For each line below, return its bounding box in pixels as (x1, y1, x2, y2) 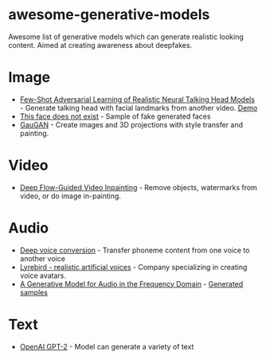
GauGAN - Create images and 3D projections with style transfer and (19, 119, 243, 129)
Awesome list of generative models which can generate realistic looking (8, 32, 244, 41)
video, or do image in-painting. (19, 191, 122, 201)
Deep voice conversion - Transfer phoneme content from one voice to (19, 245, 250, 255)
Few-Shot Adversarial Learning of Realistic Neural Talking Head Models (19, 94, 255, 104)
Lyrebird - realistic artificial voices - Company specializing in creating (19, 262, 248, 271)
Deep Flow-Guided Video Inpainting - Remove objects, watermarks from (19, 182, 257, 192)
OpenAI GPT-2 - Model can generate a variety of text (19, 341, 194, 351)
